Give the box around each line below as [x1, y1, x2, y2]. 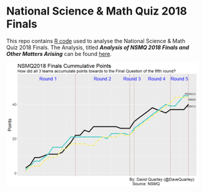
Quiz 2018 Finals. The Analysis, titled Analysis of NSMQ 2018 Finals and [6, 44, 190, 51]
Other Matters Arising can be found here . [6, 50, 112, 57]
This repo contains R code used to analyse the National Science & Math [6, 37, 185, 44]
